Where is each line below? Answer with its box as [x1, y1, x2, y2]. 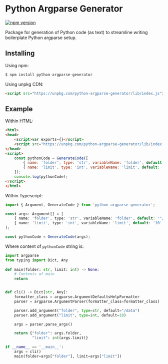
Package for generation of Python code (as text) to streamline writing [5, 29, 148, 35]
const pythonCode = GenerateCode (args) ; [5, 234, 91, 239]
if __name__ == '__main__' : [5, 344, 64, 349]
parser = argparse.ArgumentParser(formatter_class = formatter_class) [14, 299, 160, 304]
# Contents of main [14, 271, 55, 277]
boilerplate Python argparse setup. [5, 35, 77, 41]
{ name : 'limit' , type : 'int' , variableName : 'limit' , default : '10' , [14, 221, 164, 226]
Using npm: [5, 62, 29, 68]
